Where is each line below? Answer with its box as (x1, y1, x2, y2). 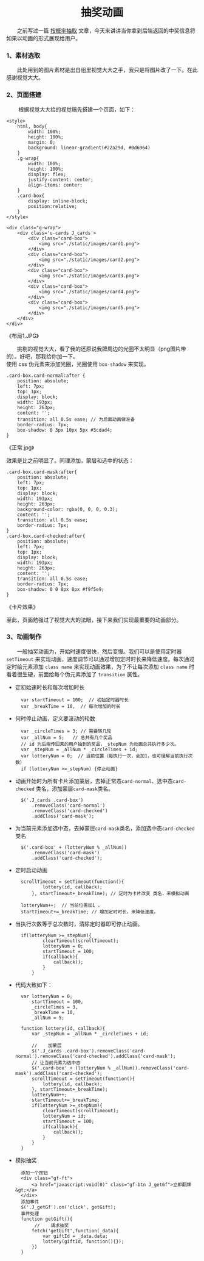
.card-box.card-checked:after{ (6, 533, 86, 539)
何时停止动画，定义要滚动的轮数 (15, 715, 95, 722)
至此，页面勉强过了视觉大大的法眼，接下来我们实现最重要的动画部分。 (6, 616, 182, 623)
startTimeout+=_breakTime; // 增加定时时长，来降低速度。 (21, 909, 159, 915)
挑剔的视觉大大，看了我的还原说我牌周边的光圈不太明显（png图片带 (17, 345, 186, 352)
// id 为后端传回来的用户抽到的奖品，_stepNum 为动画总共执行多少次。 (21, 741, 179, 747)
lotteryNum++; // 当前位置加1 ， (21, 902, 103, 909)
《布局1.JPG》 (6, 332, 39, 339)
